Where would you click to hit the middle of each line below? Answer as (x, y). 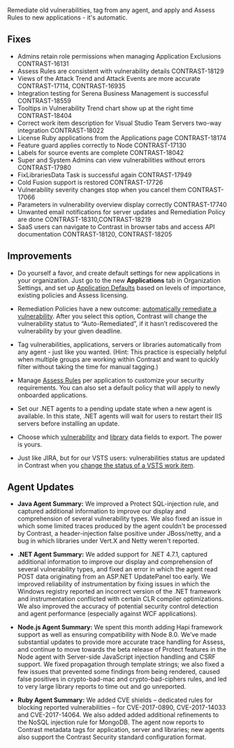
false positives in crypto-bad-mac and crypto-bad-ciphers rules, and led (122, 679)
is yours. (30, 444)
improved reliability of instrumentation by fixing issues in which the (114, 584)
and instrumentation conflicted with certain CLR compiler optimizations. (120, 599)
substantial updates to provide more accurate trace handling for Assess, (121, 642)
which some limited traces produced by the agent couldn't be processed (122, 526)
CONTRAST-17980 (44, 167)
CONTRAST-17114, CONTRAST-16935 (71, 86)
